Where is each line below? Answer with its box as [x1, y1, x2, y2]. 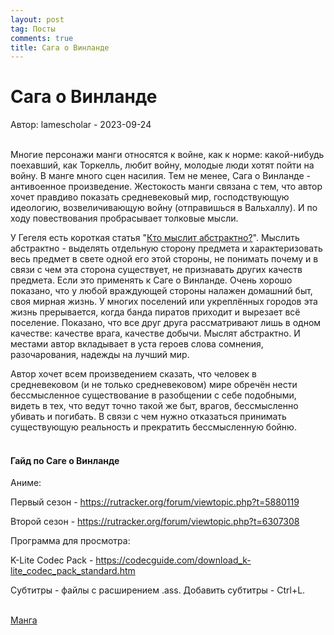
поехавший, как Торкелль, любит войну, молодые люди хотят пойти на [10, 159, 315, 171]
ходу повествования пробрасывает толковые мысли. [10, 212, 239, 225]
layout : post [10, 14, 65, 25]
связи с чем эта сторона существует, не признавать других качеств [10, 264, 303, 276]
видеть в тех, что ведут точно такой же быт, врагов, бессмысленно [10, 400, 299, 412]
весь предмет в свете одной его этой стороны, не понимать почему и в [10, 253, 319, 265]
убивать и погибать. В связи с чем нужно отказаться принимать [10, 411, 287, 423]
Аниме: [10, 477, 42, 489]
